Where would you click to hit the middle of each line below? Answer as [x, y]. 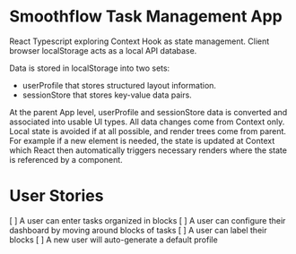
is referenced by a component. [66, 159]
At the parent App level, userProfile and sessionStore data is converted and [148, 112]
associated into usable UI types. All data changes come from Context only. [147, 122]
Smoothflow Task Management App [146, 17]
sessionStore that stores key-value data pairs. [107, 95]
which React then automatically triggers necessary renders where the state [148, 150]
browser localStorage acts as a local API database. [103, 50]
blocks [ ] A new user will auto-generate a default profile [113, 240]
